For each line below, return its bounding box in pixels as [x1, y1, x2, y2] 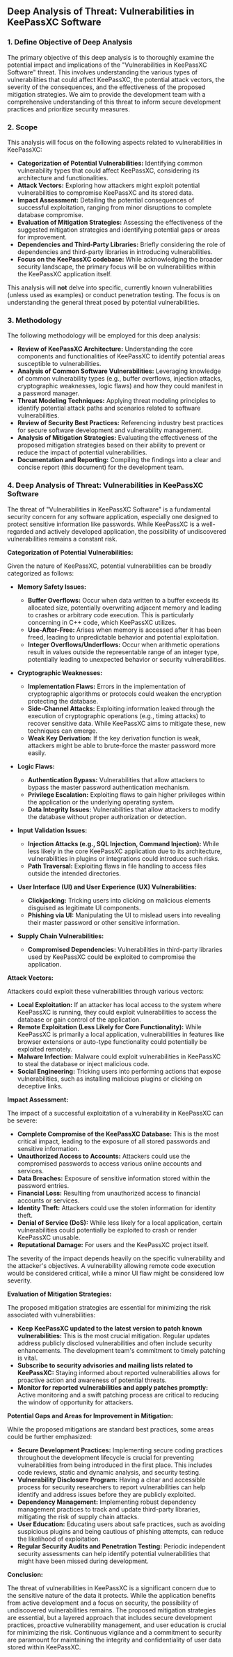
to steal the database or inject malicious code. [17, 1059, 150, 1068]
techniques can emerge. [27, 727, 98, 735]
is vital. [17, 1354, 38, 1362]
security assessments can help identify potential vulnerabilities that [17, 1549, 211, 1557]
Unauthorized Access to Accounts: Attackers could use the [17, 1152, 191, 1160]
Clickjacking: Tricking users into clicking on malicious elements [27, 896, 211, 904]
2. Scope [7, 122, 38, 132]
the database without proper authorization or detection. [27, 812, 187, 820]
